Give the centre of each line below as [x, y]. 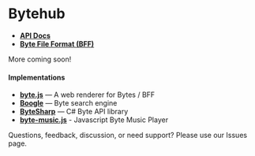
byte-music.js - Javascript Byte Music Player [94, 120]
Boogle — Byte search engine [68, 103]
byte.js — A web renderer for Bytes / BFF [87, 95]
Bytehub [37, 14]
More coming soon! [40, 59]
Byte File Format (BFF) [57, 43]
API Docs [35, 35]
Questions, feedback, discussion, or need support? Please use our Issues [127, 136]
